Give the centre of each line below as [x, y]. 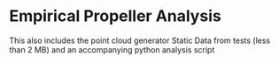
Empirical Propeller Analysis [115, 16]
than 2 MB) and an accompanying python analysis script [112, 49]
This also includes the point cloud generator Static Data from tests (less [140, 40]
